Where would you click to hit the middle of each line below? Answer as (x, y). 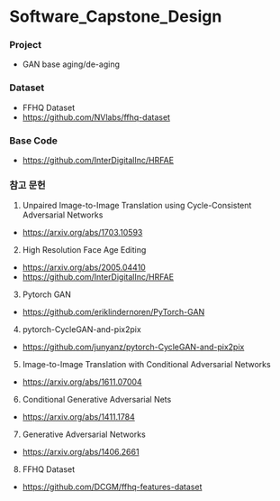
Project (26, 45)
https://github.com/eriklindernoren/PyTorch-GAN (113, 312)
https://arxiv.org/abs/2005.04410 (84, 267)
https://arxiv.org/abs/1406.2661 (81, 452)
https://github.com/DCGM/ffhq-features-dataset (112, 487)
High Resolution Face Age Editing (84, 250)
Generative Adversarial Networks (84, 434)
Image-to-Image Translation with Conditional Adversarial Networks (147, 365)
